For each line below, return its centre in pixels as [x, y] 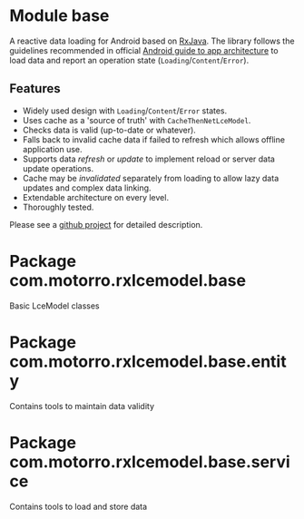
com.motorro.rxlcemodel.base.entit [148, 362]
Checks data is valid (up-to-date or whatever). [109, 130]
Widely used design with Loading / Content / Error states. [125, 111]
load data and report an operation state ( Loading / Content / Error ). [129, 60]
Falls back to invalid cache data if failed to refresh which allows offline [154, 139]
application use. [53, 149]
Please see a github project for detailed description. [106, 224]
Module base [59, 16]
